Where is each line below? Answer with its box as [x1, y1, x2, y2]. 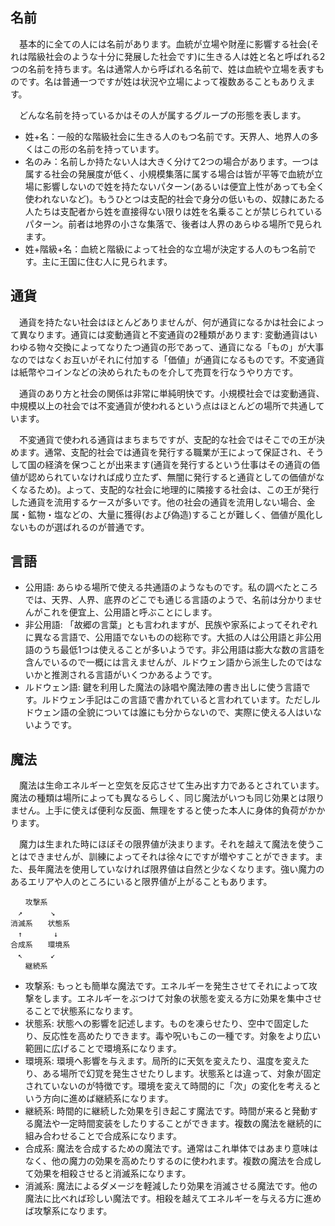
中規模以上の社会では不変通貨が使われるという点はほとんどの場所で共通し [10, 399, 317, 412]
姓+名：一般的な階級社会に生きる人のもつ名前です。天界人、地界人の [24, 130, 310, 142]
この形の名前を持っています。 [42, 143, 165, 155]
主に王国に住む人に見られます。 [41, 255, 173, 267]
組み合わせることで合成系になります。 [24, 1130, 182, 1142]
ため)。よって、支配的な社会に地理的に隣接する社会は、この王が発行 [36, 483, 320, 495]
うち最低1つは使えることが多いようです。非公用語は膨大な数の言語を [42, 644, 326, 656]
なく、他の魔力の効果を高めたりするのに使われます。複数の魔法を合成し [24, 1155, 322, 1167]
